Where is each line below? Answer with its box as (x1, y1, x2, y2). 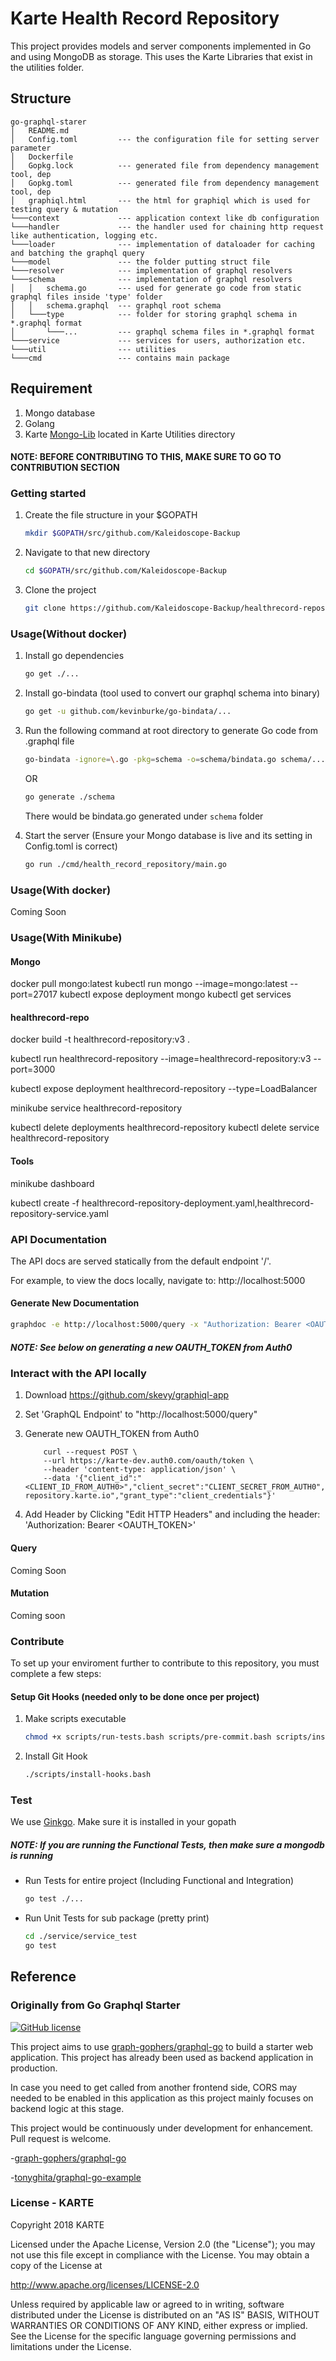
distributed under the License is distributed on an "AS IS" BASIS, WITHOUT (10, 2308, 320, 2321)
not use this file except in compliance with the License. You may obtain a (10, 2248, 310, 2261)
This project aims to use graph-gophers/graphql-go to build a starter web (10, 2040, 313, 2052)
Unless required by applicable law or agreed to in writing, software (10, 2298, 285, 2310)
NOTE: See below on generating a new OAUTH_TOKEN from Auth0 (10, 1341, 293, 1353)
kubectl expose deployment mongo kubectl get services (59, 988, 292, 1001)
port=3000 (10, 1063, 56, 1076)
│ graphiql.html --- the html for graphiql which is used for (10, 195, 311, 206)
